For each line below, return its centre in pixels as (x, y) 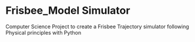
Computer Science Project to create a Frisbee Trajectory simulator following (97, 26)
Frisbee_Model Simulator (68, 11)
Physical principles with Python (43, 32)
